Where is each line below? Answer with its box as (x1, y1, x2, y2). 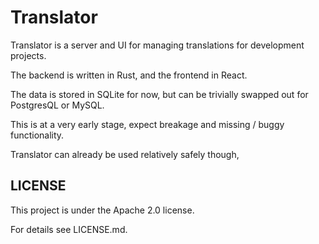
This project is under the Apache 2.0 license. (10, 204, 195, 216)
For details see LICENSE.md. (10, 223, 128, 235)
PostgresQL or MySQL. (10, 99, 105, 111)
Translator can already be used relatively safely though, (10, 148, 240, 160)
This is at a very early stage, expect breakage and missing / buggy (10, 118, 285, 130)
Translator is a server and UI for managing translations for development (10, 39, 305, 51)
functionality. (10, 129, 65, 141)
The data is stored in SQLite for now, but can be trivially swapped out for (10, 88, 309, 100)
